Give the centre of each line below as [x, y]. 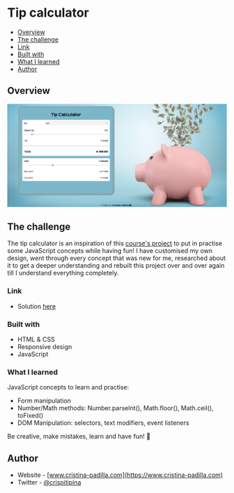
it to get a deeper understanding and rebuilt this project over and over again [116, 266]
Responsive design [45, 346]
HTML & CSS [36, 339]
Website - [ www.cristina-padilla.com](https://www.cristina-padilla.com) [120, 475]
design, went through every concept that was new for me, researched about [117, 258]
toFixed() [30, 416]
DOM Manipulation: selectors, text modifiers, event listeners [103, 423]
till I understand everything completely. [63, 273]
